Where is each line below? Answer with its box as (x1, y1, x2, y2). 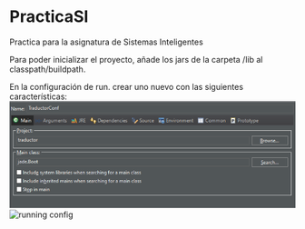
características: (9, 91, 68, 102)
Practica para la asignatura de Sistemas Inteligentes (9, 36, 204, 47)
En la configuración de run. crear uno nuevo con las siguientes (9, 81, 243, 92)
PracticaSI (9, 6, 89, 27)
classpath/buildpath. (9, 64, 86, 75)
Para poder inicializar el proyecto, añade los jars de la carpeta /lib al (9, 54, 263, 65)
